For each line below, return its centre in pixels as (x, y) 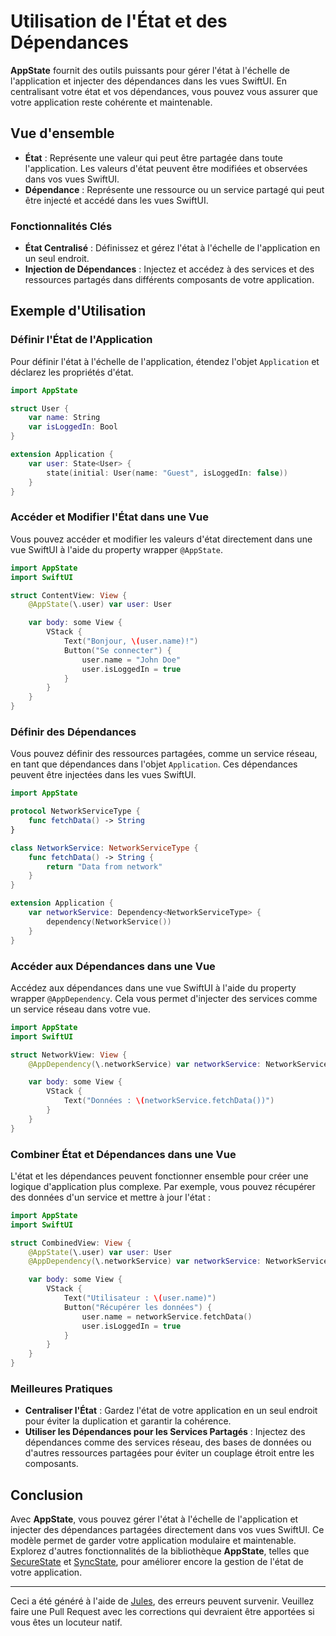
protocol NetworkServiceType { (75, 811)
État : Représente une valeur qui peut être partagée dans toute (153, 157)
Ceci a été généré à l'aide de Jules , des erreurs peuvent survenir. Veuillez (162, 1601)
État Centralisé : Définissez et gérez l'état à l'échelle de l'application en (172, 248)
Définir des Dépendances (73, 732)
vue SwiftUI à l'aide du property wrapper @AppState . (117, 549)
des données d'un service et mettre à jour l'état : (110, 1197)
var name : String (64, 418)
